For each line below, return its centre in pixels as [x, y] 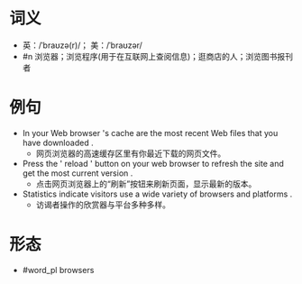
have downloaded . [58, 142]
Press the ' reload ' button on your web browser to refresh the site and [153, 163]
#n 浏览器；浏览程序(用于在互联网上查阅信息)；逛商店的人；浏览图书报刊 [158, 56]
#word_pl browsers [58, 270]
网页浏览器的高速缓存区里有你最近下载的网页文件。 [131, 153]
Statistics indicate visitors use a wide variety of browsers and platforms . [157, 194]
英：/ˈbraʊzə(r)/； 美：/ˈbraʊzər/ [82, 45]
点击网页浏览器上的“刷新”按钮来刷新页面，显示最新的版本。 [146, 183]
